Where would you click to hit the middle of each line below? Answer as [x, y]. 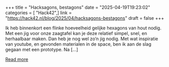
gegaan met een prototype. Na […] [42, 49]
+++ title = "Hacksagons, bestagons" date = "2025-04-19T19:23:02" [78, 7]
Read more [17, 59]
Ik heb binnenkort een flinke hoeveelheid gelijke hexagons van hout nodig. [83, 28]
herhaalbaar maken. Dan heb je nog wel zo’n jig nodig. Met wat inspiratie [82, 39]
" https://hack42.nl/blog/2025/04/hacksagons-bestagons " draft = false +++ [85, 18]
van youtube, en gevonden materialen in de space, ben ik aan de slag [78, 44]
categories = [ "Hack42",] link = [39, 13]
